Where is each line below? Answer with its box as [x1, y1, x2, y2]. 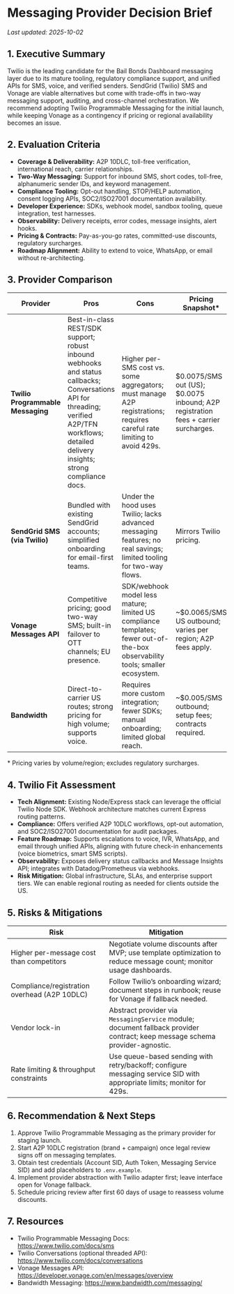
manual [121, 715, 146, 724]
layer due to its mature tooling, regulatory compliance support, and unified [7, 74, 221, 82]
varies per [175, 625, 209, 635]
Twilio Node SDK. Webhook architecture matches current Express [17, 805, 207, 814]
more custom [121, 689, 165, 699]
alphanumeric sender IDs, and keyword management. [17, 179, 171, 188]
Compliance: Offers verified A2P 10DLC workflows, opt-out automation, [17, 820, 224, 828]
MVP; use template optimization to [109, 948, 221, 957]
